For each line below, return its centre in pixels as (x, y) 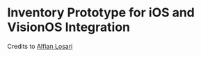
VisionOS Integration (69, 27)
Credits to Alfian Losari (40, 46)
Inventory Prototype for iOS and (101, 13)
